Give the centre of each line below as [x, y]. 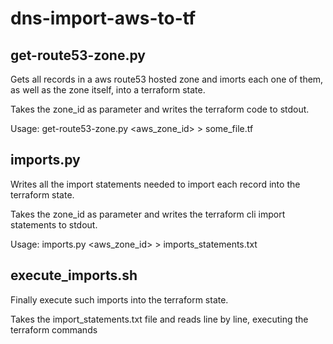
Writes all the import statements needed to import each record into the [155, 184]
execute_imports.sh [74, 275]
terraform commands [54, 329]
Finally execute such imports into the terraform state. [119, 299]
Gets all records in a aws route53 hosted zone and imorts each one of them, [167, 79]
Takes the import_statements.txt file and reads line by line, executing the [159, 319]
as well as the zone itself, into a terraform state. [108, 90]
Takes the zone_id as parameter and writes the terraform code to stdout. [160, 109]
